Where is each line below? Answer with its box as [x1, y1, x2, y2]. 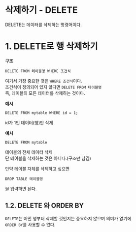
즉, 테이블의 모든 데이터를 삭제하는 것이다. [5, 90, 85, 96]
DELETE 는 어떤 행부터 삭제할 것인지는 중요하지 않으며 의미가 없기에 [5, 215, 132, 221]
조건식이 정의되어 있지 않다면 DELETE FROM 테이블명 [5, 84, 102, 90]
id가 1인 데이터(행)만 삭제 [5, 119, 53, 125]
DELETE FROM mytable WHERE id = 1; [5, 110, 78, 116]
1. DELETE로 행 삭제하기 [5, 41, 98, 52]
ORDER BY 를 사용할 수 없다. [5, 222, 56, 228]
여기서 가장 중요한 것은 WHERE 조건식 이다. [5, 78, 83, 84]
